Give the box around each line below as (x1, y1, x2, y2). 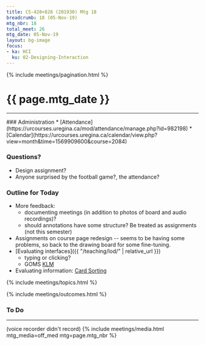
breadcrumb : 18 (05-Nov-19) (6, 15, 78, 21)
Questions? (6, 153, 41, 162)
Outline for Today (6, 188, 59, 197)
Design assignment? (15, 166, 67, 174)
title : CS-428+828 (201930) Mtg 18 (6, 9, 97, 15)
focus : (6, 43, 23, 49)
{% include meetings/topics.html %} (6, 279, 98, 286)
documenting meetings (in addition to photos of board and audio (24, 208, 187, 216)
